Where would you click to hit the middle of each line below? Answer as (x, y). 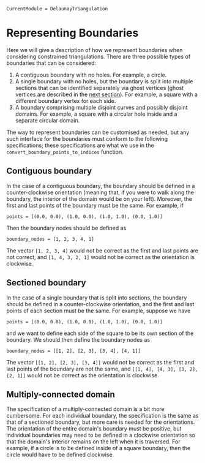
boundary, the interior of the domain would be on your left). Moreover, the (99, 198)
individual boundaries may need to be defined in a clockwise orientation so (101, 435)
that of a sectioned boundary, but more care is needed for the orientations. (101, 422)
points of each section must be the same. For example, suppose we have (99, 311)
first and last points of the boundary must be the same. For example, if (95, 205)
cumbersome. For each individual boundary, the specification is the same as (102, 416)
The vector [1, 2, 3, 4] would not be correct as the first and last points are (102, 250)
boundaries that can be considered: (51, 63)
